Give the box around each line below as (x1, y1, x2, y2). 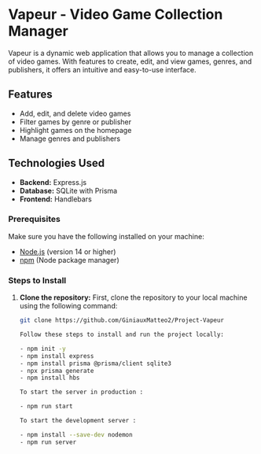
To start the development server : (19, 417, 137, 425)
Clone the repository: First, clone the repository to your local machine (19, 293, 248, 302)
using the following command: (19, 301, 118, 311)
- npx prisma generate (19, 367, 94, 375)
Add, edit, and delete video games (19, 109, 131, 118)
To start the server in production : (19, 388, 144, 397)
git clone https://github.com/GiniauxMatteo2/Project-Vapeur (19, 316, 225, 324)
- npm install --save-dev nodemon (19, 430, 133, 438)
